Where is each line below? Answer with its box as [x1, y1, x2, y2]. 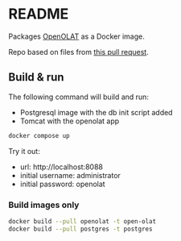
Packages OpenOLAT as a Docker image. [8, 31, 145, 41]
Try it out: [8, 146, 40, 156]
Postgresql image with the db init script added [19, 107, 173, 117]
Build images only [8, 199, 80, 210]
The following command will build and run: [8, 92, 149, 102]
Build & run [8, 70, 64, 85]
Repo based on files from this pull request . [8, 47, 149, 56]
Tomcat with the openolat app [19, 116, 120, 126]
